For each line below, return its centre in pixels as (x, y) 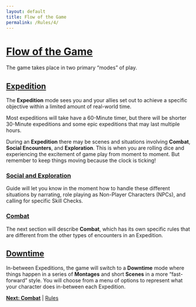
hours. (14, 130)
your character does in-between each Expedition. (66, 286)
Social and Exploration (39, 176)
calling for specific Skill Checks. (44, 201)
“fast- (176, 274)
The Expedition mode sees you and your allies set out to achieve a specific (97, 100)
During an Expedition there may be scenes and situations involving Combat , (98, 142)
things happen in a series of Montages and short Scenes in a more (87, 274)
